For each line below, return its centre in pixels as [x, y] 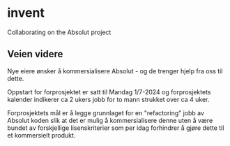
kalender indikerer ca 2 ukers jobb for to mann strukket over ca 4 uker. [108, 99]
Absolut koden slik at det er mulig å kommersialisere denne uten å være [110, 120]
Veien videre [35, 54]
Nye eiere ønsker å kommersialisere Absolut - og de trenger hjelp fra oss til [115, 71]
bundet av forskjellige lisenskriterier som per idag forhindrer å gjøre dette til [116, 128]
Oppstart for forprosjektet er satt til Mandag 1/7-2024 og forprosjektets [109, 92]
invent [26, 13]
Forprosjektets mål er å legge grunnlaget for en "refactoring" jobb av [106, 112]
